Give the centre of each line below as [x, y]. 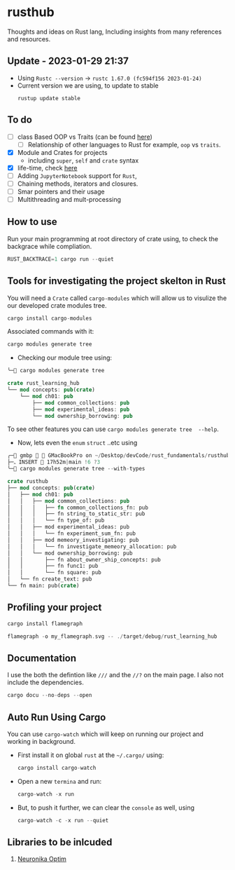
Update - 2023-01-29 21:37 [68, 61]
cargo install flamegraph [45, 624]
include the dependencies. [45, 682]
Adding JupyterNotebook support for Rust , [77, 175]
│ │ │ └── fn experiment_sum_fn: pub [72, 533]
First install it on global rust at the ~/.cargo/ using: [91, 755]
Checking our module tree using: [65, 358]
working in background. [41, 741]
